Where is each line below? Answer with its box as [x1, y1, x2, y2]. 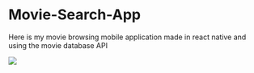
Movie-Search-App [8, 6, 142, 24]
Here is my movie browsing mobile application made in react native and [8, 32, 247, 42]
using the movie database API [8, 40, 108, 50]
